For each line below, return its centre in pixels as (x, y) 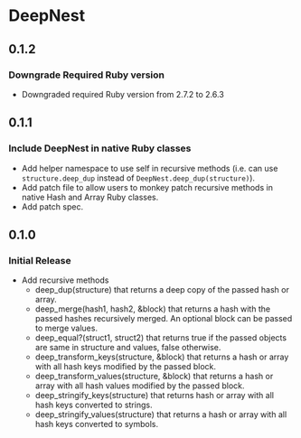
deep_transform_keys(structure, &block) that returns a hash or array (162, 357)
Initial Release (40, 260)
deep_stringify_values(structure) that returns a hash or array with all (161, 415)
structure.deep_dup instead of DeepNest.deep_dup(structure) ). (138, 178)
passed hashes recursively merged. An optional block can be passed (164, 319)
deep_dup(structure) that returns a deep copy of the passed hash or (162, 290)
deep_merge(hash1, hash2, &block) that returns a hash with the (153, 309)
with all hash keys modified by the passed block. (126, 367)
